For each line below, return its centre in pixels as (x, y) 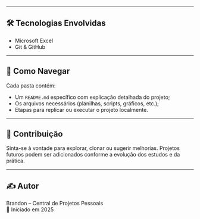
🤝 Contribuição (35, 134)
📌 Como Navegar (38, 71)
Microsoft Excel (34, 40)
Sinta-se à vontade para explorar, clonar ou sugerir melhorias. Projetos (93, 148)
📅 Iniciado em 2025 (30, 209)
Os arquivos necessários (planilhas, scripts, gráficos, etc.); (87, 103)
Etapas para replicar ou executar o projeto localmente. (82, 109)
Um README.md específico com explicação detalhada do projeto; (92, 97)
